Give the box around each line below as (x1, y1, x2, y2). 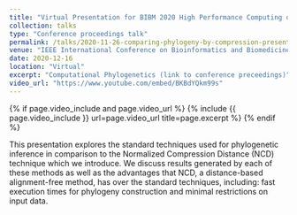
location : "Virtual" (9, 63, 86, 72)
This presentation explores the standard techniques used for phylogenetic (9, 139, 279, 150)
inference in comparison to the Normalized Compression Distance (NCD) (9, 148, 275, 159)
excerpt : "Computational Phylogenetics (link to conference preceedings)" (9, 71, 291, 80)
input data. (9, 196, 49, 206)
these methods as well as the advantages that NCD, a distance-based (9, 167, 263, 178)
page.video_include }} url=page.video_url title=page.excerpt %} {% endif (9, 112, 276, 123)
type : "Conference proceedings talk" (9, 29, 148, 38)
